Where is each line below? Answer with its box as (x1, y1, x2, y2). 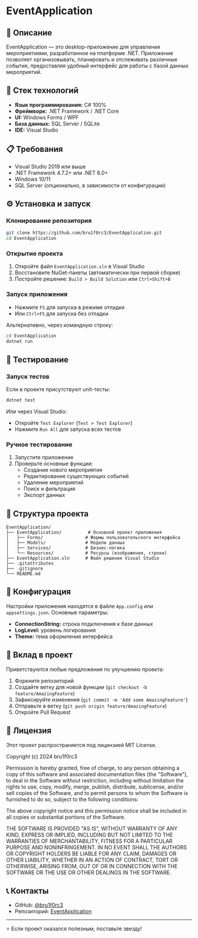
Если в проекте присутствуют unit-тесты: (6, 386, 110, 393)
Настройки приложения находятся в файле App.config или (6, 602, 153, 609)
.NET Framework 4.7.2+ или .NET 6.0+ (14, 169, 108, 176)
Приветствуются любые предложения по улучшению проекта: (6, 666, 164, 673)
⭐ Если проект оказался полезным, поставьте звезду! (6, 925, 143, 932)
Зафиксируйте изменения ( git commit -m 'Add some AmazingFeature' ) (14, 696, 188, 703)
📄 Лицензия (6, 726, 52, 736)
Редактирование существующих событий (23, 473, 129, 480)
